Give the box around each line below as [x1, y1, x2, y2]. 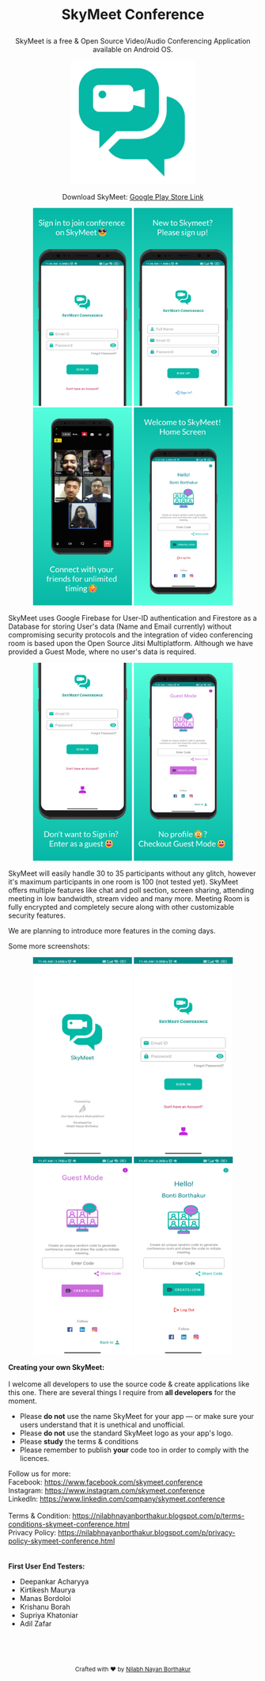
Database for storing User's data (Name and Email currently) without [8, 622, 232, 631]
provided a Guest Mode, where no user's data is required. [8, 647, 196, 656]
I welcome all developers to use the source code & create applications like [8, 1379, 250, 1389]
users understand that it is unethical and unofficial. [19, 1420, 186, 1430]
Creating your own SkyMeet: [8, 1363, 105, 1372]
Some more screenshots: [8, 941, 90, 951]
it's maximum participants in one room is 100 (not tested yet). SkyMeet [8, 877, 239, 887]
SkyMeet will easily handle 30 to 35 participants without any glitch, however [8, 869, 256, 878]
